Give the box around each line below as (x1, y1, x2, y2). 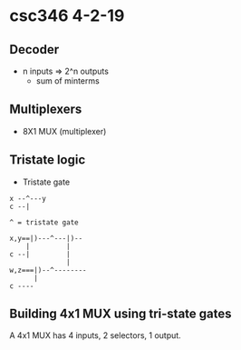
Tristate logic (9, 152, 86, 168)
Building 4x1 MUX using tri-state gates (9, 306, 233, 322)
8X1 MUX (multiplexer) (22, 125, 107, 136)
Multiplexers (9, 102, 82, 117)
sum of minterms (35, 75, 100, 86)
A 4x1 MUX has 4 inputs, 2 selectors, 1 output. (9, 330, 181, 341)
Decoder (9, 42, 60, 57)
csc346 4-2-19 (9, 5, 125, 26)
